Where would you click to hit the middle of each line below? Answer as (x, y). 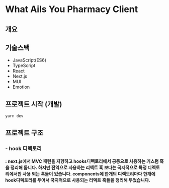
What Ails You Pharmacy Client (72, 9)
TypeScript (24, 66)
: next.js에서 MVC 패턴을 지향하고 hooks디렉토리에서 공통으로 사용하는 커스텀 (82, 161)
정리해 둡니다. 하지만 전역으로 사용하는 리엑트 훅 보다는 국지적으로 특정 (78, 168)
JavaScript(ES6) (29, 60)
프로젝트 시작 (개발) (34, 104)
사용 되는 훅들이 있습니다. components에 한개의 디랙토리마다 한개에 (89, 174)
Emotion (21, 87)
